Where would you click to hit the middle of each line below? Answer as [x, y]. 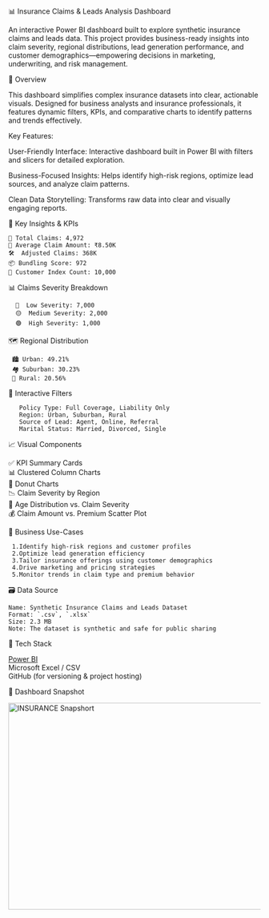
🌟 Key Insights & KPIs [43, 223]
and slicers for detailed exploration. [67, 160]
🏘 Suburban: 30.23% [46, 369]
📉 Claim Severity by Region [54, 493]
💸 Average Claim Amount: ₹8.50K [62, 245]
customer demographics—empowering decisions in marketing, [112, 55]
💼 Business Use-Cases [46, 532]
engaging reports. [38, 208]
